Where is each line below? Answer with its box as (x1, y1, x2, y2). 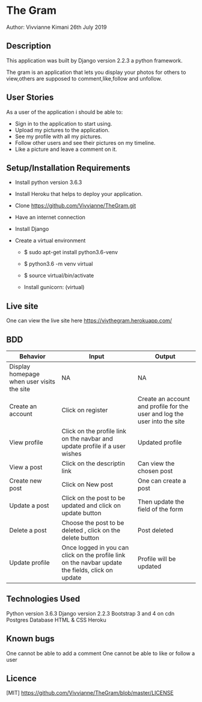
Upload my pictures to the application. (14, 126, 110, 133)
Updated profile (137, 438, 182, 447)
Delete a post (9, 526, 47, 534)
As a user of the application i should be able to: (6, 108, 123, 115)
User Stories (6, 93, 54, 103)
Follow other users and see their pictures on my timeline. (14, 139, 156, 146)
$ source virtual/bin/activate (23, 272, 94, 279)
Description (6, 41, 51, 51)
